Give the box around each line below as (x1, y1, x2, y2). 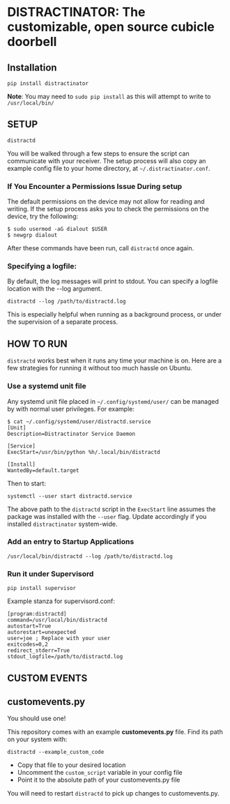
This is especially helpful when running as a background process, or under (7, 310, 222, 319)
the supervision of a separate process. (7, 318, 118, 326)
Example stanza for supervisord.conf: (7, 597, 115, 605)
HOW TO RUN (7, 337, 68, 349)
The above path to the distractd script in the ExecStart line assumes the (7, 505, 216, 513)
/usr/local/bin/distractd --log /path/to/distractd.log (7, 552, 173, 560)
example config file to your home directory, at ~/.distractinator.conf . (7, 164, 210, 172)
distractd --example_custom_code (7, 749, 105, 756)
